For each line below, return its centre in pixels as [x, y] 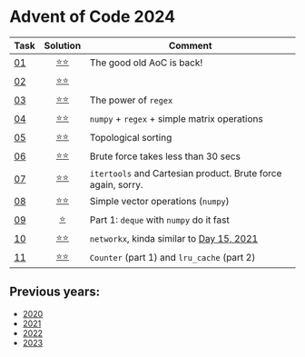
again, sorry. [116, 184]
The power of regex [131, 100]
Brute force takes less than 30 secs [165, 156]
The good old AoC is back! [146, 63]
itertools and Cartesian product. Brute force [186, 173]
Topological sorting [131, 138]
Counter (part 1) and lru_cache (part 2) [172, 258]
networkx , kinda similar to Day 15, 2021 [174, 239]
